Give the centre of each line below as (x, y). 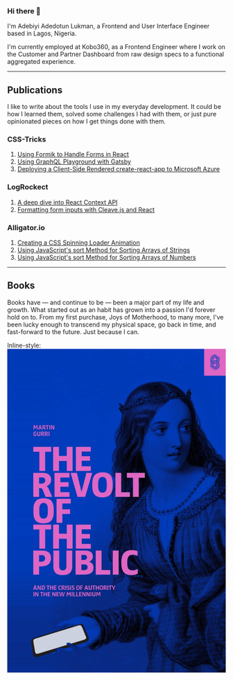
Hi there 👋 (24, 11)
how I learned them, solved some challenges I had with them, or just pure (112, 114)
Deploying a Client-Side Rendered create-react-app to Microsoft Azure (119, 169)
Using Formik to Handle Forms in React (73, 155)
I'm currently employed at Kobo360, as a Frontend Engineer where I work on (116, 47)
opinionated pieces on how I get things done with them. (87, 121)
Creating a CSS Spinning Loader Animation (78, 243)
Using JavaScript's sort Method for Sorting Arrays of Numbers (106, 257)
